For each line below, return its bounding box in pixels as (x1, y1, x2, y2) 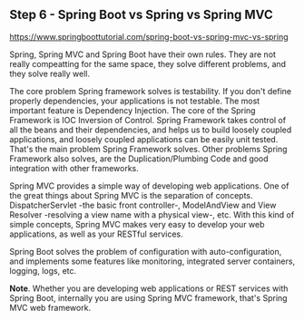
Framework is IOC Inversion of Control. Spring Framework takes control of (9, 114, 287, 125)
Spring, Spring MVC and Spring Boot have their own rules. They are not (9, 49, 277, 60)
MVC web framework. (9, 302, 92, 313)
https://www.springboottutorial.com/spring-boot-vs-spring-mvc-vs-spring (9, 31, 289, 42)
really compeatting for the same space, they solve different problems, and (9, 58, 287, 69)
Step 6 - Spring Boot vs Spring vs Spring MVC (9, 7, 274, 23)
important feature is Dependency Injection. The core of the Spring (9, 104, 256, 116)
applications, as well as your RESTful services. (9, 228, 183, 239)
